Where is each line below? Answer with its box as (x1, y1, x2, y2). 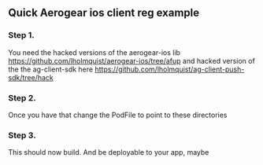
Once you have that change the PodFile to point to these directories (8, 110, 228, 119)
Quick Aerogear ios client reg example (8, 6, 200, 20)
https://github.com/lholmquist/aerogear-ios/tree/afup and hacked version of (8, 56, 256, 65)
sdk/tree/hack (8, 72, 54, 82)
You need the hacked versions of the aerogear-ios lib (8, 47, 181, 57)
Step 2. (8, 92, 37, 103)
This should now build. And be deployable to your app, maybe (8, 148, 209, 157)
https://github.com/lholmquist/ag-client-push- (94, 64, 245, 74)
